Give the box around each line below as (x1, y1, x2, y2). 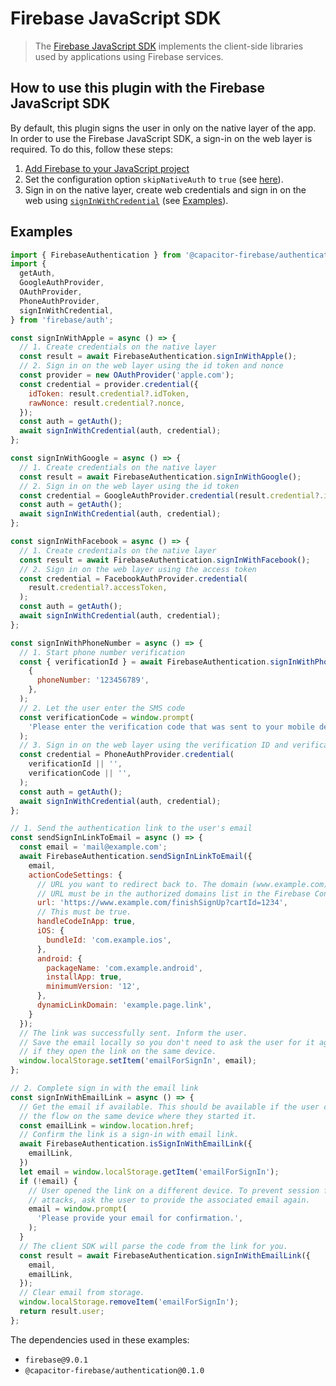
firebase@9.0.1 (24, 1355, 89, 1365)
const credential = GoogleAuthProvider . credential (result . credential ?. (19, 490, 325, 501)
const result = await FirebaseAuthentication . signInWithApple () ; (19, 352, 298, 362)
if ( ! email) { (19, 1176, 78, 1186)
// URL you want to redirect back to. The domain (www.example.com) (36, 879, 329, 889)
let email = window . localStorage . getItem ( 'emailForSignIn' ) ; (19, 1167, 280, 1177)
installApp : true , (46, 972, 123, 982)
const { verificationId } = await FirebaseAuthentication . (19, 657, 271, 667)
